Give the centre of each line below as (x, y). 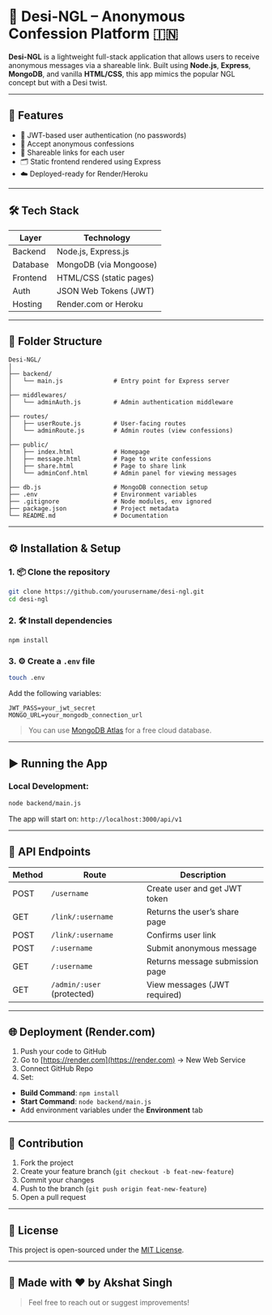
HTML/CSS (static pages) (105, 277)
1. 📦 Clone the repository (59, 572)
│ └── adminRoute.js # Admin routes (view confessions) (121, 431)
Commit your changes (57, 1180)
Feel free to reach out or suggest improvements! (109, 1302)
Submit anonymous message (202, 948)
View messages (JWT (188, 984)
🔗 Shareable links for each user (72, 152)
